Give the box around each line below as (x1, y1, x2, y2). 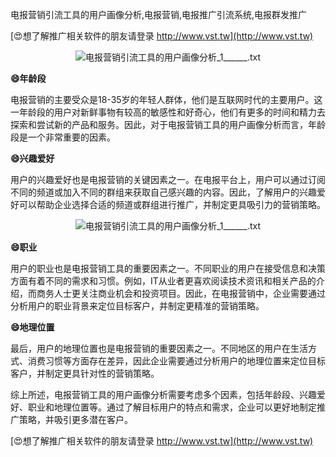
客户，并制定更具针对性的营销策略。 (10, 368, 160, 379)
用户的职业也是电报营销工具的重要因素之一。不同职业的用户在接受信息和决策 (10, 263, 326, 274)
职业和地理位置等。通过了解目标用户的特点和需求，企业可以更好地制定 (27, 401, 317, 413)
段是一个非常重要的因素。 (10, 131, 116, 143)
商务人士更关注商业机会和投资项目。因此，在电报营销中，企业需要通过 (36, 288, 326, 299)
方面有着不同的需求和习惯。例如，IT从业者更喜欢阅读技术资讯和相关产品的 (10, 275, 317, 287)
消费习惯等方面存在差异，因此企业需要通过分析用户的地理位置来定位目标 (27, 355, 326, 367)
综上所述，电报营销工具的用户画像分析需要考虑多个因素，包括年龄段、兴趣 (10, 389, 317, 400)
